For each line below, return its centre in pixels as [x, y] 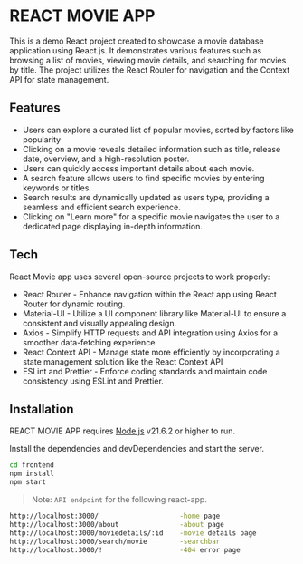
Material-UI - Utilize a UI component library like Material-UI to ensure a [154, 313]
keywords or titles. [57, 188]
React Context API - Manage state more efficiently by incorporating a [151, 352]
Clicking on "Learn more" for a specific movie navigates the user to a [151, 216]
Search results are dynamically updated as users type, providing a [146, 197]
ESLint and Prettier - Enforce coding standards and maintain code [145, 371]
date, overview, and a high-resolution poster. [106, 159]
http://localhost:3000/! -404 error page [125, 549]
